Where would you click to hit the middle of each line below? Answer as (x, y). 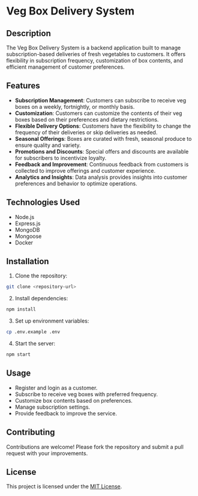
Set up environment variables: (52, 321)
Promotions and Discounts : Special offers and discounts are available (102, 151)
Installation (28, 262)
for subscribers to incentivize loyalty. (61, 158)
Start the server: (35, 344)
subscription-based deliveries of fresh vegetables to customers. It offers (96, 54)
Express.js (28, 223)
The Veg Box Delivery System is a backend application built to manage (94, 48)
